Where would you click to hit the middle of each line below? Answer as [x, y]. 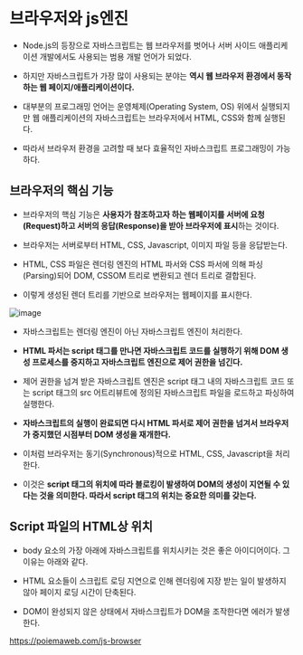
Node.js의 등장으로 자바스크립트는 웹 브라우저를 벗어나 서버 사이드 [139, 45]
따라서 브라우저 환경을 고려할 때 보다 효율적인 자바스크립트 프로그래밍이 [148, 148]
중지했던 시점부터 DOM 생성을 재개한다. [101, 434]
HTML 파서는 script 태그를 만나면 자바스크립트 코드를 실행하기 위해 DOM [151, 350]
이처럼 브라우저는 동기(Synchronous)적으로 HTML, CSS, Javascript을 [148, 453]
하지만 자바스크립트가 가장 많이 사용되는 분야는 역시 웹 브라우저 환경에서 [149, 76]
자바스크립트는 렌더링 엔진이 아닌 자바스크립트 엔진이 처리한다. [133, 331]
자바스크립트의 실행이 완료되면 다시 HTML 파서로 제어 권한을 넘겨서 [140, 422]
